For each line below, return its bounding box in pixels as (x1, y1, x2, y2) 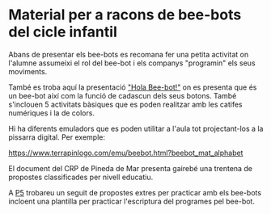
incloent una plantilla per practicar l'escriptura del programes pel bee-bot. (8, 196, 255, 206)
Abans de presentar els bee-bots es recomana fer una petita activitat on (8, 49, 249, 59)
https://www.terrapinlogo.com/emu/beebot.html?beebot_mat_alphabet (8, 148, 243, 157)
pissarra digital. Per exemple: (8, 132, 105, 142)
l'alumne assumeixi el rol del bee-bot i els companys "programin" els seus (8, 58, 256, 68)
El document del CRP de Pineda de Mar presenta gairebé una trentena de (8, 163, 253, 173)
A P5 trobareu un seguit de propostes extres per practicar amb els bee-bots (8, 187, 261, 197)
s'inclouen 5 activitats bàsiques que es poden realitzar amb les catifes (8, 99, 243, 109)
